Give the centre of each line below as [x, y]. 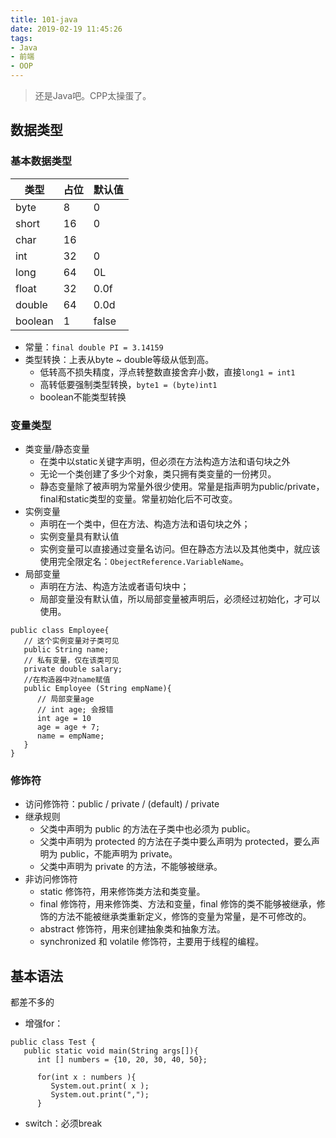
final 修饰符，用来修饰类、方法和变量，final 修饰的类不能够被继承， [178, 904]
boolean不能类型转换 [83, 397]
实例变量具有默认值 [79, 536]
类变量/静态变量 [57, 448]
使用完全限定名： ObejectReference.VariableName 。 [144, 561]
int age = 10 [64, 718]
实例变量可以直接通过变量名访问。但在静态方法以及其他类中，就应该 [180, 548]
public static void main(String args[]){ [111, 1051]
